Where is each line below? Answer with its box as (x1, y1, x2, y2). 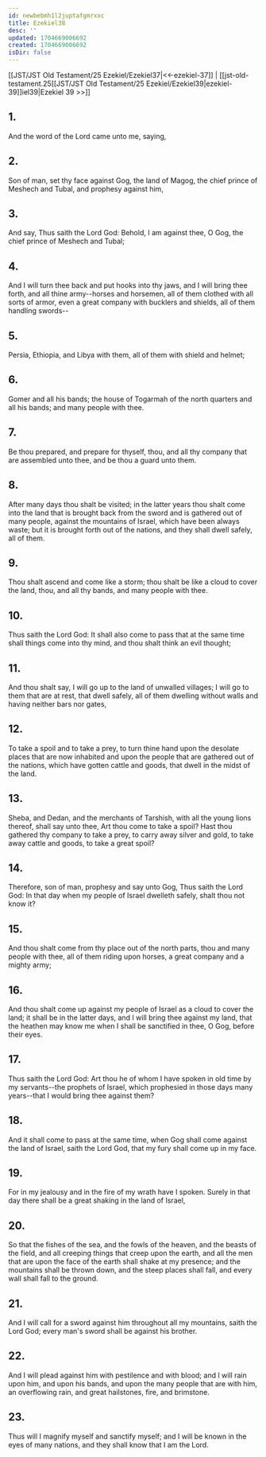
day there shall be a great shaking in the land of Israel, (8, 1195, 186, 1205)
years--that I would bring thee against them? (8, 1091, 155, 1100)
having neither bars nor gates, (8, 699, 107, 708)
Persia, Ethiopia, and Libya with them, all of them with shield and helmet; (8, 351, 245, 360)
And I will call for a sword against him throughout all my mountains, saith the (8, 1318, 258, 1327)
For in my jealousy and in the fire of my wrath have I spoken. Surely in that (8, 1188, 251, 1197)
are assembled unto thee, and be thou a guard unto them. (8, 455, 197, 465)
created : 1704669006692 (8, 41, 87, 49)
